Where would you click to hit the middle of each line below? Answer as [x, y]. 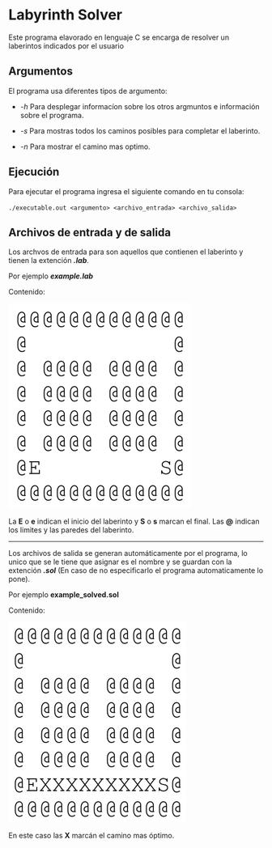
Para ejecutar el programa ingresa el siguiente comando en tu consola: [126, 191]
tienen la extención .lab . [49, 261]
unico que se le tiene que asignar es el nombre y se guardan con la [120, 562]
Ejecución [34, 172]
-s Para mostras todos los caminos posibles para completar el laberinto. [140, 130]
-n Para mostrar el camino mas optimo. [85, 146]
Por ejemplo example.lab [51, 276]
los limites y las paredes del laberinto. [71, 530]
